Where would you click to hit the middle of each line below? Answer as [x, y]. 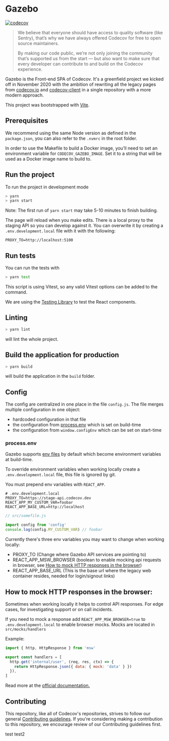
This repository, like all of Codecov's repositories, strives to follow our [78, 713]
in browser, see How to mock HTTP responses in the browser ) [77, 565]
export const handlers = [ [34, 657]
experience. [30, 69]
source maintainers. [38, 43]
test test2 [15, 734]
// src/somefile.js [26, 516]
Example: [15, 638]
